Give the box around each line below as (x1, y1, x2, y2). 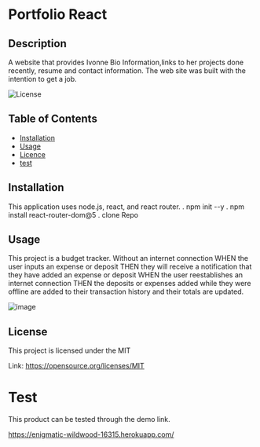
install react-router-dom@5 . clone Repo (8, 210, 139, 219)
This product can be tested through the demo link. (8, 415, 170, 424)
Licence (19, 149, 46, 159)
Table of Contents (8, 112, 98, 126)
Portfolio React (8, 5, 108, 24)
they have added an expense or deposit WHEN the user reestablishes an (8, 270, 244, 280)
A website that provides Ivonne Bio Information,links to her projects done (8, 57, 244, 67)
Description (8, 37, 67, 50)
